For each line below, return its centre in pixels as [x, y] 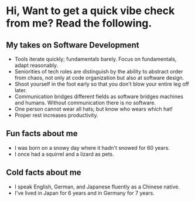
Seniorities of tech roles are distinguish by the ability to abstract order [99, 71]
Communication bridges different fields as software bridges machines [99, 96]
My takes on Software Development [73, 45]
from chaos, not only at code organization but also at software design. [99, 78]
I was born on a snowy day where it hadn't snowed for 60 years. [92, 147]
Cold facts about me [44, 172]
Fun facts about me [42, 134]
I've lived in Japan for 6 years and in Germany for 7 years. [85, 193]
